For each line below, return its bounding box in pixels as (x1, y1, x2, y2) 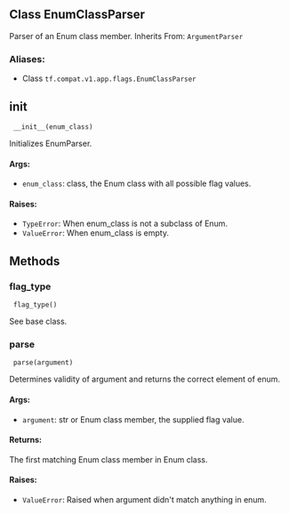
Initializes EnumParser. (9, 138, 92, 149)
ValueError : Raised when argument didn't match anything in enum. (21, 494, 267, 505)
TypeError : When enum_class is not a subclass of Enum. (21, 218, 229, 229)
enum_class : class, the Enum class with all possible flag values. (21, 178, 252, 189)
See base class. (9, 316, 68, 327)
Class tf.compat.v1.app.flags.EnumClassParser (21, 73, 197, 84)
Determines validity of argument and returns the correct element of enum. (9, 373, 281, 385)
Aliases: (9, 52, 46, 65)
